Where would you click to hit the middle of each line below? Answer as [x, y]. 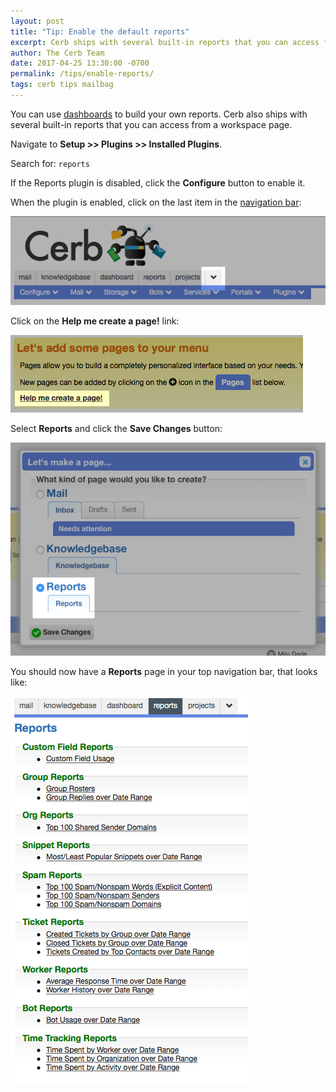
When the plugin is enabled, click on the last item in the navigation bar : [156, 202]
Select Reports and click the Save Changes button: [116, 428]
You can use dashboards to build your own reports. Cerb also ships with [159, 114]
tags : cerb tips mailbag [62, 85]
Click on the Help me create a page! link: [95, 321]
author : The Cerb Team [57, 53]
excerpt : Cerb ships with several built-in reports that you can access [165, 42]
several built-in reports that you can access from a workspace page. [151, 124]
